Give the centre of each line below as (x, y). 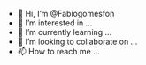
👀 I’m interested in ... (55, 23)
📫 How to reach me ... (58, 51)
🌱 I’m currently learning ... (65, 32)
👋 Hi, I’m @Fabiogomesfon (66, 14)
